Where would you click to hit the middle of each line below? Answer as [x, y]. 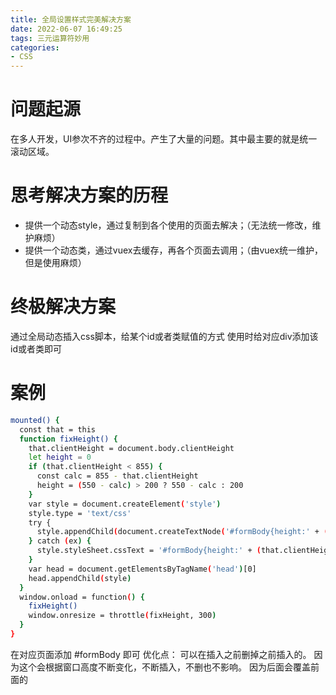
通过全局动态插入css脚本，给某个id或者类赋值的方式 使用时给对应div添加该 [164, 336]
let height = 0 [60, 457]
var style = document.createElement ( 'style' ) [125, 504]
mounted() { [35, 420]
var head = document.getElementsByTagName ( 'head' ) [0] [142, 569]
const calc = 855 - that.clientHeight [117, 476]
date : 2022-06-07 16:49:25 [66, 29]
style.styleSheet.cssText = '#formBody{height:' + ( [149, 551]
